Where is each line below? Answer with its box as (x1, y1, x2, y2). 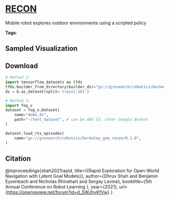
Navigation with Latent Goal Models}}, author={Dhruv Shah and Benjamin (5, 173, 158, 179)
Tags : (5, 29, 18, 35)
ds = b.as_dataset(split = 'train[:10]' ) (5, 89, 90, 94)
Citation (5, 154, 31, 163)
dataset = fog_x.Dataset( (5, 107, 60, 113)
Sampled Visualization (5, 44, 78, 53)
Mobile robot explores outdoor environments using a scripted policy (5, 20, 147, 26)
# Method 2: (5, 98, 30, 103)
